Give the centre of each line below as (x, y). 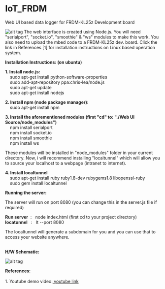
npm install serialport (31, 127)
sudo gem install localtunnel (38, 183)
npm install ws (24, 143)
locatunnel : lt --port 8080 (34, 222)
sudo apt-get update (31, 87)
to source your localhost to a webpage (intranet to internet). (66, 163)
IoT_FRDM (26, 9)
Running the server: (26, 193)
